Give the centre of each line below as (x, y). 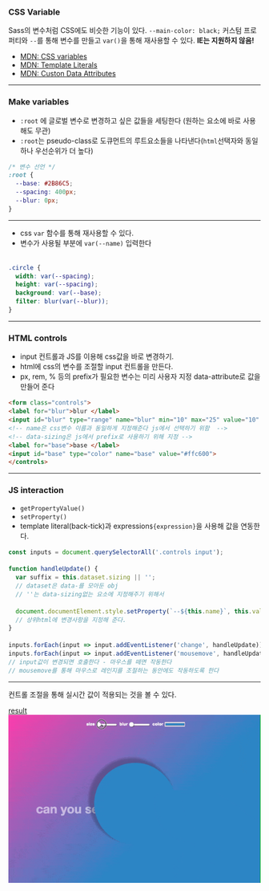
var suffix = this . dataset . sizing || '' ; (86, 578)
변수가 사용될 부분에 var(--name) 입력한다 (86, 242)
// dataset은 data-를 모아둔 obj (67, 586)
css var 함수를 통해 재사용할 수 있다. (77, 233)
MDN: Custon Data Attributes (68, 74)
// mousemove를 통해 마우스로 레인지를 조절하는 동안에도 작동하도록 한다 (114, 670)
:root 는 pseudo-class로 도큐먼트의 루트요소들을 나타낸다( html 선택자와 (132, 140)
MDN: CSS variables (54, 57)
